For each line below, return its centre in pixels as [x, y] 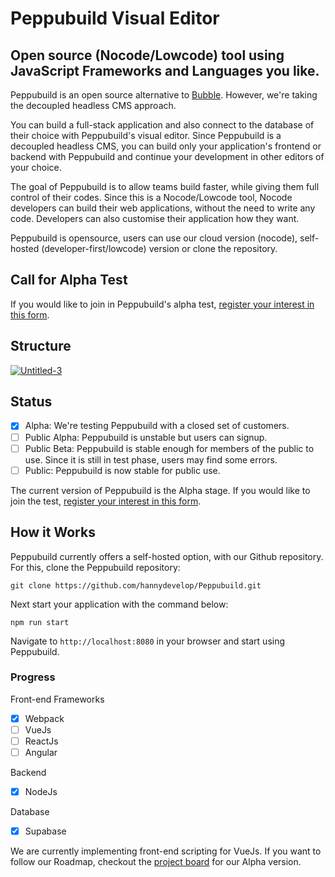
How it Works [53, 532]
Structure [41, 346]
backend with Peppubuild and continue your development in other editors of [167, 156]
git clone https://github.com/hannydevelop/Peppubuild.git [136, 585]
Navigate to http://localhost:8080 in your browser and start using [148, 641]
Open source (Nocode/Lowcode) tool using [147, 55]
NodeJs [41, 792]
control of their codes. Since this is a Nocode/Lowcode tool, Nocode [151, 197]
